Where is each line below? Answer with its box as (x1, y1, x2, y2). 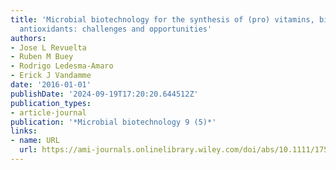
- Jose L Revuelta (10, 42, 87, 53)
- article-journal (10, 107, 87, 118)
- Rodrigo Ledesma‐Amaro (10, 61, 114, 71)
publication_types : (10, 98, 92, 108)
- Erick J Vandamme (10, 71, 92, 81)
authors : (10, 33, 47, 43)
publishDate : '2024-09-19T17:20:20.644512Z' (10, 89, 199, 99)
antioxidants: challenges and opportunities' (19, 24, 213, 34)
